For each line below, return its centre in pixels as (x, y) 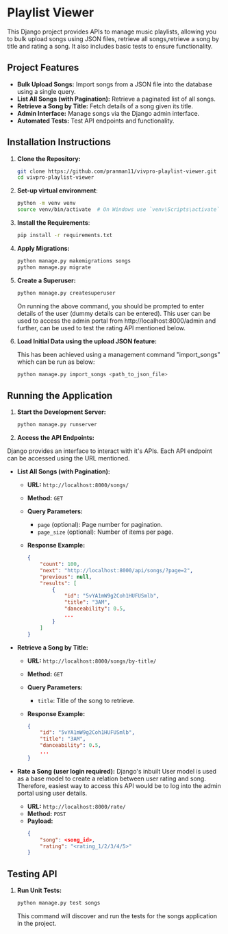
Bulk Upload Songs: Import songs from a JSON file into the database (114, 84)
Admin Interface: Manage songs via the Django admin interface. (108, 113)
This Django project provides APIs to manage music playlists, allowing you (112, 32)
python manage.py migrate (54, 267)
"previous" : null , (66, 577)
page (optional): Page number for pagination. (100, 525)
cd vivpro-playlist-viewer (55, 177)
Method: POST (47, 813)
